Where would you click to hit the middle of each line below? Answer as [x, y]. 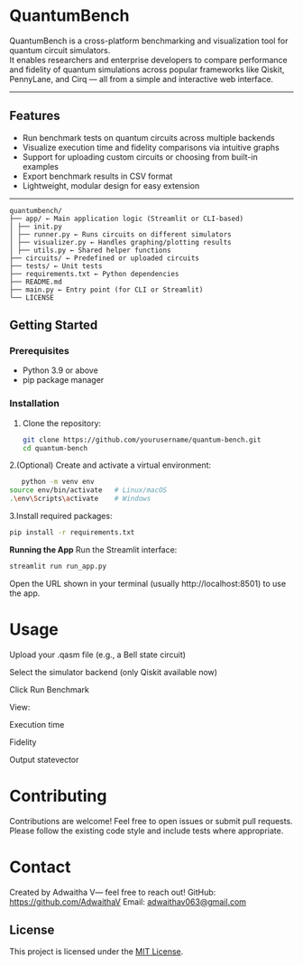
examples [40, 166]
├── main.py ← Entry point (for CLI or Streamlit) [106, 290]
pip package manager [63, 380]
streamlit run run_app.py [58, 566]
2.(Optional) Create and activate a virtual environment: [110, 465]
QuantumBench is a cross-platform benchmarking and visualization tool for [149, 41]
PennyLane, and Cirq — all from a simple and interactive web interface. [141, 79]
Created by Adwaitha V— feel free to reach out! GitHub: [113, 892]
